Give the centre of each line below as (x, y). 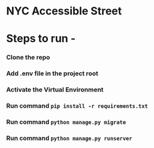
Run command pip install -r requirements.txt (77, 106)
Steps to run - (41, 39)
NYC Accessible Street (64, 11)
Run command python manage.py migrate (66, 122)
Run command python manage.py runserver (70, 138)
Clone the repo (28, 57)
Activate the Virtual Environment (55, 90)
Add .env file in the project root (52, 73)
